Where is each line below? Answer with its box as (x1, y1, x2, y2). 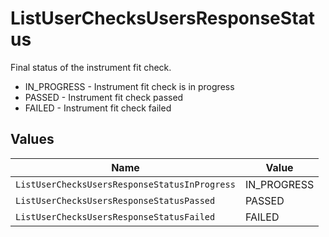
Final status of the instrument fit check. (10, 61, 172, 73)
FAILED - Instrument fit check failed (24, 102, 172, 114)
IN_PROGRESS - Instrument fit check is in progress (24, 80, 235, 92)
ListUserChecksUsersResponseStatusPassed (15, 195, 216, 206)
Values (10, 131, 55, 148)
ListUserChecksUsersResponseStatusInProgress (15, 178, 236, 190)
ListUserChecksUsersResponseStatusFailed (15, 211, 216, 222)
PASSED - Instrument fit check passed (24, 91, 184, 103)
